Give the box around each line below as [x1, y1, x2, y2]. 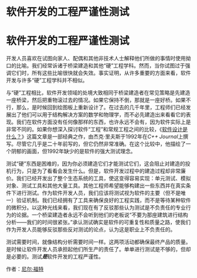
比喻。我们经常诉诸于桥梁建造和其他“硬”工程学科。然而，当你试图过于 [16, 62, 186, 69]
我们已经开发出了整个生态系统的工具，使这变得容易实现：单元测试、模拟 [16, 175, 191, 182]
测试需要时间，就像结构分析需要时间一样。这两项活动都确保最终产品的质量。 [6, 238, 191, 246]
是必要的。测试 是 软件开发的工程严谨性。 [6, 253, 104, 260]
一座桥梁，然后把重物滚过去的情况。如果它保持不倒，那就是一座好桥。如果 [6, 97, 186, 104]
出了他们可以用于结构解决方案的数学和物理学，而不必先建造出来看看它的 [11, 111, 186, 118]
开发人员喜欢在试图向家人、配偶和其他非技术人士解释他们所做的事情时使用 [6, 55, 186, 62]
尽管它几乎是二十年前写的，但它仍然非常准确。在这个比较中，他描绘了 [16, 140, 186, 147]
